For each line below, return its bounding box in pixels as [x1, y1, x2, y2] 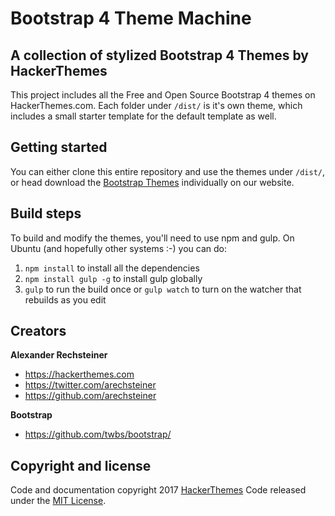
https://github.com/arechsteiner [24, 390, 157, 402]
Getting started [10, 139, 108, 156]
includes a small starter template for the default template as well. [10, 110, 277, 122]
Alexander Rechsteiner [10, 349, 108, 361]
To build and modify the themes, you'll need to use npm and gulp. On [10, 232, 295, 244]
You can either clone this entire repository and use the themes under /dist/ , [10, 165, 326, 177]
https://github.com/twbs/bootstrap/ [24, 428, 172, 441]
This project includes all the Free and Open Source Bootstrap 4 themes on [10, 89, 316, 101]
